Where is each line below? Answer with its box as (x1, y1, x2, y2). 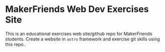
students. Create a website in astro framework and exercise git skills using (5, 36, 160, 42)
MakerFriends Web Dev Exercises (5, 3, 149, 15)
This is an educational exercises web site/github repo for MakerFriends (5, 30, 152, 36)
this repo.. (5, 41, 26, 47)
